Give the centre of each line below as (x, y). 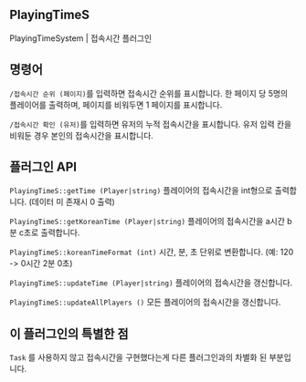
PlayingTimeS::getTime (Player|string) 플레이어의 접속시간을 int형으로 (141, 191)
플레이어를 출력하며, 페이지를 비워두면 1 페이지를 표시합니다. (116, 105)
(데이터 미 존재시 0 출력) (72, 202)
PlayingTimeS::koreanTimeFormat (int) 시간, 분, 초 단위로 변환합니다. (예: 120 (152, 252)
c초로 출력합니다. (49, 232)
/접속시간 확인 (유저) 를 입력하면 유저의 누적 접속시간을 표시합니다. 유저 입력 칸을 (151, 124)
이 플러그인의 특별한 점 (69, 333)
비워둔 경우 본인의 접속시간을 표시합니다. (81, 135)
